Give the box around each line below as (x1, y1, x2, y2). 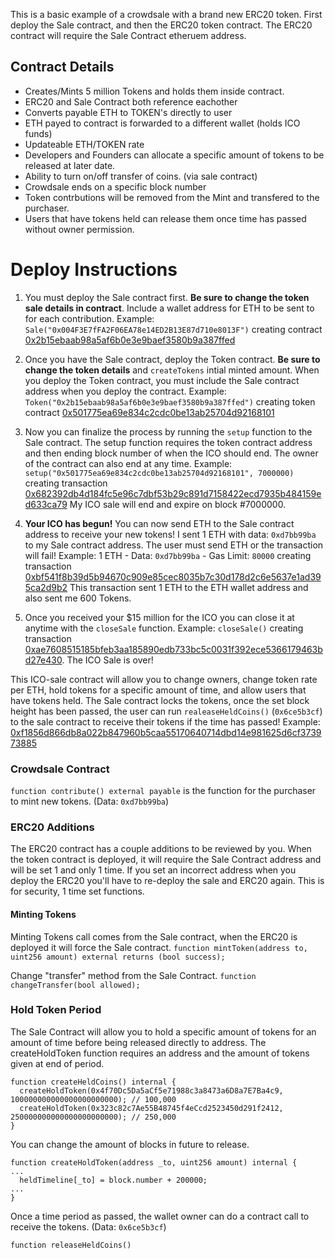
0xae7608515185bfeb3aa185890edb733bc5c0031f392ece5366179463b (24, 643, 323, 655)
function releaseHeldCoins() (10, 1240, 132, 1250)
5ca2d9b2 (24, 581, 68, 593)
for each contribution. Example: (24, 312, 155, 324)
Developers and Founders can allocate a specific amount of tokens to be (24, 149, 325, 161)
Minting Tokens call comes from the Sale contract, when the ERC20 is (10, 930, 298, 943)
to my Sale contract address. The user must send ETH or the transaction (24, 539, 324, 551)
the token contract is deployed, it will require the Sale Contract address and (10, 854, 322, 866)
